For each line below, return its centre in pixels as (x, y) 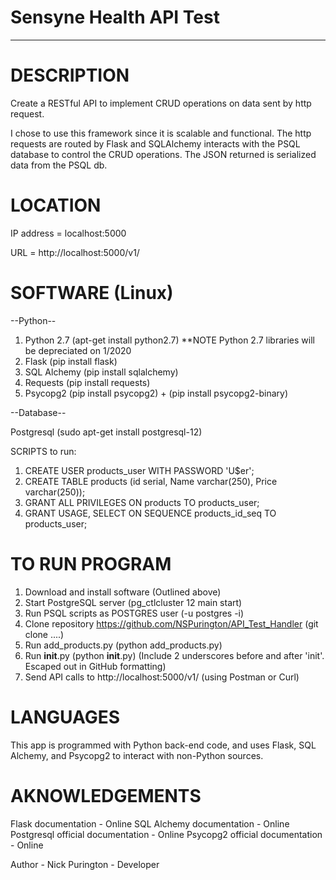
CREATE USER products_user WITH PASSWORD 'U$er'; (139, 470)
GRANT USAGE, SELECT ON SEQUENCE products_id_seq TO (150, 513)
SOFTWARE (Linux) (92, 293)
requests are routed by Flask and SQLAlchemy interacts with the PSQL (155, 143)
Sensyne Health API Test (115, 17)
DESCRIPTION (70, 75)
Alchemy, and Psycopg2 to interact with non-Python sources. (137, 755)
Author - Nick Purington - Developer (85, 864)
